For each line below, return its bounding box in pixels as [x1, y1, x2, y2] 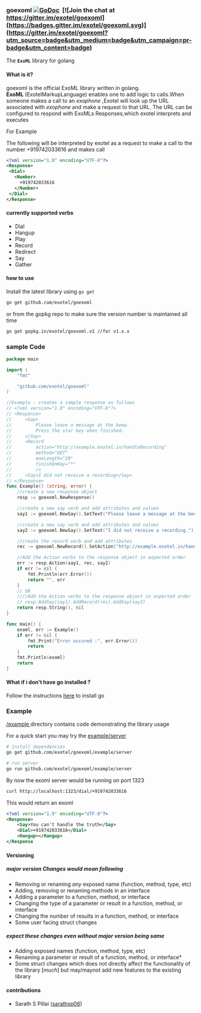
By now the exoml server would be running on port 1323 [6, 777, 145, 784]
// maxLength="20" [6, 456, 74, 462]
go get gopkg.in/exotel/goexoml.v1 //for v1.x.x [6, 328, 130, 334]
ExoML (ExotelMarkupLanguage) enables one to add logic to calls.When [6, 91, 184, 98]
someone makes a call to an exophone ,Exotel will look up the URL [6, 97, 169, 104]
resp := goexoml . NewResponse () [17, 495, 95, 501]
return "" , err [28, 576, 66, 583]
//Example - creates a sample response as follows [6, 399, 135, 406]
